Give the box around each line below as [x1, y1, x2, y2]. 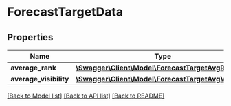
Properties [7, 31, 54, 43]
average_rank [10, 63, 57, 72]
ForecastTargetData [7, 4, 124, 20]
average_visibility [10, 75, 69, 83]
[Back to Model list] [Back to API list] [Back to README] [7, 92, 165, 100]
